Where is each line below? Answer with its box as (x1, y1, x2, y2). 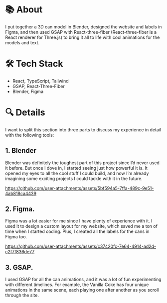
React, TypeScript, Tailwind (12, 78, 69, 84)
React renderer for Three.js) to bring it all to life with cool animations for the (5, 34, 160, 40)
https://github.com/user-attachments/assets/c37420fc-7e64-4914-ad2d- (5, 243, 156, 249)
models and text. (5, 39, 40, 45)
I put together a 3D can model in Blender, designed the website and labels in (5, 23, 162, 30)
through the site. (5, 292, 39, 299)
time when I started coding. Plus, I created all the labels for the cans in (5, 228, 150, 234)
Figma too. (5, 234, 27, 240)
